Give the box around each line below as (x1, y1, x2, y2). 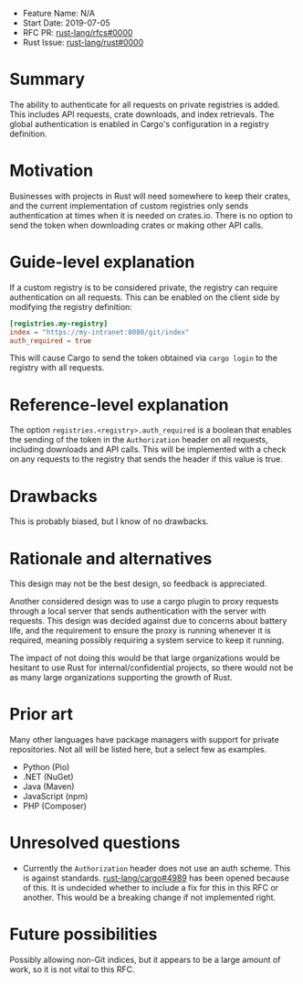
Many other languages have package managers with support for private (9, 734, 280, 745)
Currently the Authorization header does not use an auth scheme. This (22, 863, 291, 874)
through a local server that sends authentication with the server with (9, 605, 266, 616)
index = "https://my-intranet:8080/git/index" (9, 327, 190, 337)
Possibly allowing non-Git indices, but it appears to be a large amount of (9, 955, 281, 966)
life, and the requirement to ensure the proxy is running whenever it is (9, 626, 271, 636)
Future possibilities (9, 924, 158, 945)
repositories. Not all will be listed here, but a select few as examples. (9, 744, 267, 755)
